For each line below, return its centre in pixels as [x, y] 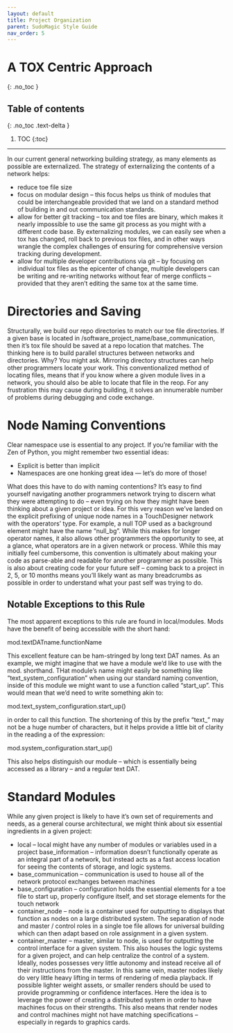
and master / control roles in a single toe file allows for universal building [121, 926]
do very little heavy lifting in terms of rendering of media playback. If [115, 977]
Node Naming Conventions [87, 426]
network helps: [28, 174]
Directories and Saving [74, 312]
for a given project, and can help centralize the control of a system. [113, 955]
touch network [38, 904]
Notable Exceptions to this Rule [76, 605]
